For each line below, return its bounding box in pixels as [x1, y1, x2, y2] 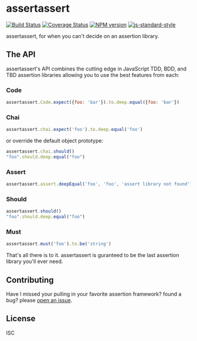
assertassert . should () [6, 208, 62, 214]
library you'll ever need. [6, 258, 63, 265]
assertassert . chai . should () [6, 148, 75, 154]
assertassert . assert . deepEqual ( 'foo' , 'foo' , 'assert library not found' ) [6, 181, 193, 187]
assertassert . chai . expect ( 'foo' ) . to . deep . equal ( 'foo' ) [6, 127, 143, 133]
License [6, 313, 36, 324]
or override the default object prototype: [6, 137, 104, 144]
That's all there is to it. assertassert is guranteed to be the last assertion [6, 252, 179, 259]
